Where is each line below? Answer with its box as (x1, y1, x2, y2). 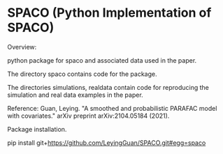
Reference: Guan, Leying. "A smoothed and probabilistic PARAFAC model (7, 104, 217, 112)
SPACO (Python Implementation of (7, 5, 212, 21)
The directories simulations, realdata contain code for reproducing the (7, 83, 210, 91)
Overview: (7, 43, 37, 51)
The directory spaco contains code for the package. (7, 70, 157, 78)
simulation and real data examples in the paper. (7, 91, 143, 99)
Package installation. (7, 125, 67, 133)
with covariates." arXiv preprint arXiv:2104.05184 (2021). (7, 111, 170, 120)
